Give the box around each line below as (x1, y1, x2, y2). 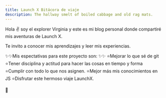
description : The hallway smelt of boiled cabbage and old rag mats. (5, 12, 153, 17)
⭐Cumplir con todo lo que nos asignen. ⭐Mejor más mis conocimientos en (5, 68, 158, 74)
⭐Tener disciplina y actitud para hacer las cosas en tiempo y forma (5, 60, 143, 66)
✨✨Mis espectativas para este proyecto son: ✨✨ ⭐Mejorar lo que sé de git (5, 53, 159, 59)
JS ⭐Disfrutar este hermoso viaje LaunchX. (5, 75, 94, 81)
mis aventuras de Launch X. (5, 33, 62, 39)
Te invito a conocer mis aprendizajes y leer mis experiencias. (5, 43, 131, 49)
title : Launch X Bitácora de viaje (5, 7, 79, 12)
